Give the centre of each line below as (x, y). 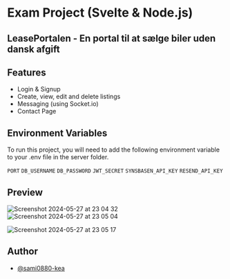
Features (27, 72)
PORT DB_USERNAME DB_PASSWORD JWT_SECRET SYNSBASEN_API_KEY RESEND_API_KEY (115, 171)
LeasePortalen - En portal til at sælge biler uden (112, 38)
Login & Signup (39, 89)
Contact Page (37, 111)
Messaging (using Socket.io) (58, 104)
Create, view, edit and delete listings (69, 97)
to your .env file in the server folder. (58, 157)
